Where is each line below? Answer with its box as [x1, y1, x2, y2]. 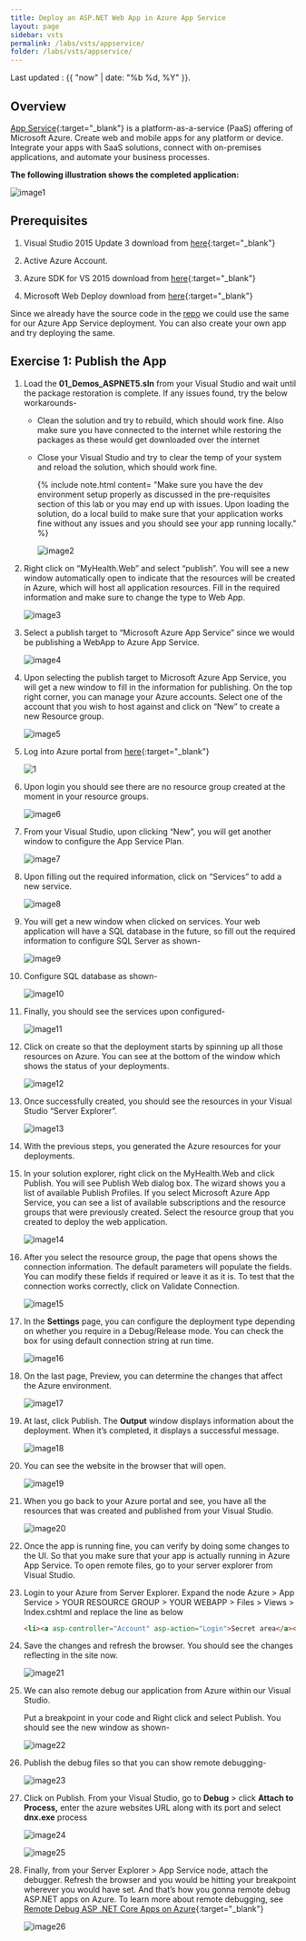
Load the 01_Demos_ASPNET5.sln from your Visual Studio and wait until [23, 378, 297, 389]
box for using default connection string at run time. [23, 1335, 214, 1346]
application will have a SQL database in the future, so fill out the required [23, 925, 296, 936]
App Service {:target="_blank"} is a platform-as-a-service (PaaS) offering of [10, 122, 293, 133]
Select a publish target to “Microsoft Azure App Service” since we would [23, 627, 295, 638]
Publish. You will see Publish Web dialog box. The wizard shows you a [23, 1178, 286, 1188]
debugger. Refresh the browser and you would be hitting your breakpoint [23, 1875, 297, 1885]
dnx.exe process [23, 1812, 88, 1823]
